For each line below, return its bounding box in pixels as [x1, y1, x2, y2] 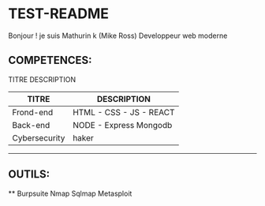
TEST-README [8, 5, 109, 23]
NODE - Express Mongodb [72, 119, 173, 130]
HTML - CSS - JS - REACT [72, 107, 175, 118]
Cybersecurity [12, 132, 65, 143]
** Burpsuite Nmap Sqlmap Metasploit [8, 189, 132, 198]
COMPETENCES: [8, 54, 92, 67]
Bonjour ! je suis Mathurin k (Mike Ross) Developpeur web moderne [8, 31, 228, 40]
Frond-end [12, 107, 54, 118]
